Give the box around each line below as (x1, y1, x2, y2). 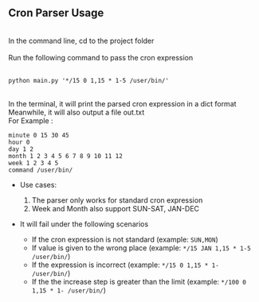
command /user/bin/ (8, 166, 73, 174)
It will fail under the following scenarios (19, 219, 149, 229)
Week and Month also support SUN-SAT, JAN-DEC (31, 203, 200, 213)
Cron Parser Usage (8, 6, 104, 20)
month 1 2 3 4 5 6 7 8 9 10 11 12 (8, 152, 124, 160)
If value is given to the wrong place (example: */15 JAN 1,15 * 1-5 (31, 242, 251, 253)
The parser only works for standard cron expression (31, 195, 203, 205)
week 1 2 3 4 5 (8, 159, 59, 167)
